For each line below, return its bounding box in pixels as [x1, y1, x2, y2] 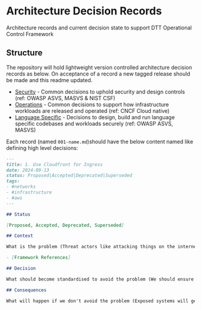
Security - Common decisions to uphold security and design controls [14, 88, 185, 95]
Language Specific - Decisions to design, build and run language [14, 113, 175, 121]
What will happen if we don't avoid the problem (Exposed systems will [6, 298, 188, 304]
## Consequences [6, 287, 47, 293]
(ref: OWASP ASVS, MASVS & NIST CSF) [14, 94, 115, 101]
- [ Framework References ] [6, 255, 71, 261]
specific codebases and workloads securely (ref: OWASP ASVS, [14, 120, 173, 127]
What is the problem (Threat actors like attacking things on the [6, 244, 175, 250]
